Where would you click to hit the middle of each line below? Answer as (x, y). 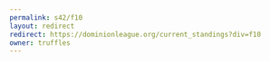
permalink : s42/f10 (46, 17)
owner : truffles (40, 43)
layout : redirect (42, 26)
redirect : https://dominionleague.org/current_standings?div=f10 (135, 34)
